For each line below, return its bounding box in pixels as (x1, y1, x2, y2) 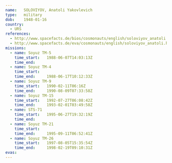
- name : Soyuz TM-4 (10, 64, 52, 69)
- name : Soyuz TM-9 (10, 79, 52, 84)
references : (5, 31, 31, 36)
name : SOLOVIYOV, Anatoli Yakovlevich (5, 7, 93, 13)
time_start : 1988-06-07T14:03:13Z (14, 55, 93, 60)
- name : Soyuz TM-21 (10, 121, 54, 127)
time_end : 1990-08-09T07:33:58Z (14, 88, 93, 94)
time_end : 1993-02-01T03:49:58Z (14, 103, 93, 108)
